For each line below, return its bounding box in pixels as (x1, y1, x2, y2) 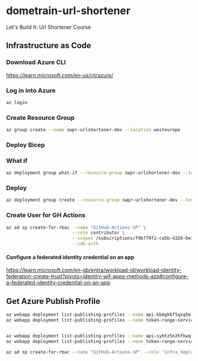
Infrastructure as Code (6, 41, 91, 51)
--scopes (71, 235, 94, 242)
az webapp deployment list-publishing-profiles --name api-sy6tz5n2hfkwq (6, 333, 192, 339)
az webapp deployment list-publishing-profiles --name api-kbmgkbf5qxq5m (6, 312, 192, 318)
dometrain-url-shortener (6, 4, 131, 18)
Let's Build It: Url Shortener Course (6, 24, 91, 31)
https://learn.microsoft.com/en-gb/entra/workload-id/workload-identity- (6, 266, 182, 274)
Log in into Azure (6, 86, 56, 95)
